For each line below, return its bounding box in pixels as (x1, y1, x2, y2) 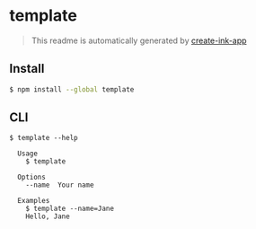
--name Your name (25, 181, 94, 189)
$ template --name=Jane (25, 204, 115, 214)
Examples (17, 197, 50, 206)
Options (17, 172, 47, 182)
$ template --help (9, 134, 78, 143)
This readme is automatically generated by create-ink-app (31, 35, 247, 46)
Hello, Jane (25, 212, 70, 221)
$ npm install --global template (9, 84, 135, 94)
